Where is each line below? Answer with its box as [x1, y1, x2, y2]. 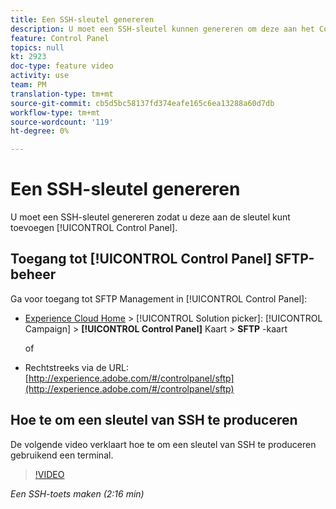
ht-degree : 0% [10, 126, 70, 136]
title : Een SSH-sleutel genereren [10, 14, 155, 25]
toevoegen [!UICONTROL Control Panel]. [10, 222, 178, 234]
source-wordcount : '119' [10, 117, 114, 127]
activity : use [10, 71, 70, 81]
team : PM [10, 80, 47, 90]
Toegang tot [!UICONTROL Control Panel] [10, 251, 273, 268]
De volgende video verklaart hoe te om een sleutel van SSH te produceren [10, 438, 317, 450]
